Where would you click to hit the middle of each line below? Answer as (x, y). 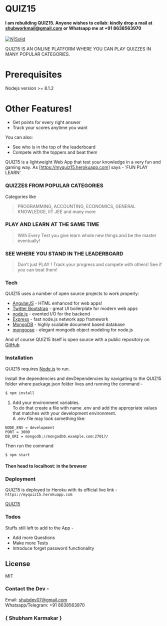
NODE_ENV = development (30, 427)
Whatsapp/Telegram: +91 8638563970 (45, 605)
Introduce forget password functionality (53, 548)
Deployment (20, 479)
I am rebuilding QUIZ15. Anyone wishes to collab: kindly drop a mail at (79, 22)
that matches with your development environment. (64, 413)
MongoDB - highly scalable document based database (68, 324)
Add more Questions (33, 537)
